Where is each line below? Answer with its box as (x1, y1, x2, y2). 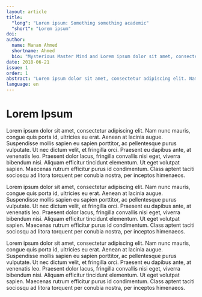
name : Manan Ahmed (11, 43, 58, 49)
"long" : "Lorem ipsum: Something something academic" (11, 20, 149, 26)
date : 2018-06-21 (6, 59, 50, 65)
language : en (6, 82, 39, 88)
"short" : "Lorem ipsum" (11, 25, 71, 32)
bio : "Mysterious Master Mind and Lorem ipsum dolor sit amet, (11, 53, 173, 59)
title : (6, 14, 23, 20)
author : (6, 37, 26, 43)
